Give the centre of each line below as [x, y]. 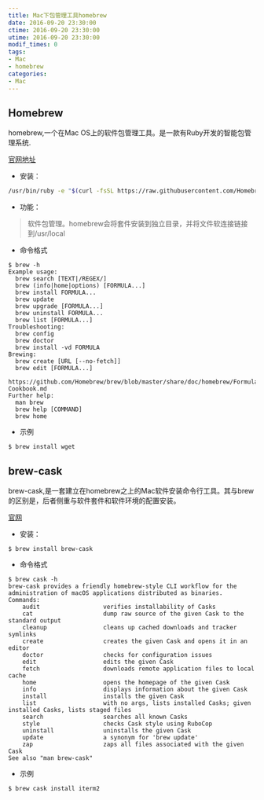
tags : [17, 52]
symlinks [22, 634]
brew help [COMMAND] [49, 409]
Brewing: [22, 354]
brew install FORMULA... [56, 293]
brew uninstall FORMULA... [59, 314]
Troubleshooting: [37, 327]
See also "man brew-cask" [50, 758]
